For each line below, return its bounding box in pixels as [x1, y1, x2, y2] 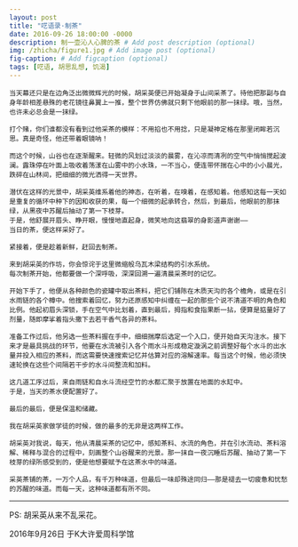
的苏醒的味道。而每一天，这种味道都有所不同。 [9, 484, 155, 494]
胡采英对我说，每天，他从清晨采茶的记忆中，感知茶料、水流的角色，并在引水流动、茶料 [9, 438, 280, 447]
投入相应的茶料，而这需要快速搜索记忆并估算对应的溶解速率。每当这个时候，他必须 [21, 350, 280, 360]
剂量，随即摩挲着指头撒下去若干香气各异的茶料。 [9, 315, 161, 324]
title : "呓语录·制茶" [9, 21, 82, 30]
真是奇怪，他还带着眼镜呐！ [21, 134, 109, 143]
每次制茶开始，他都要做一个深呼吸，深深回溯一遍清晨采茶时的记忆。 [9, 269, 221, 278]
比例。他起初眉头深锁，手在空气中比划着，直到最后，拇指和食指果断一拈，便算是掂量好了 [9, 305, 286, 314]
